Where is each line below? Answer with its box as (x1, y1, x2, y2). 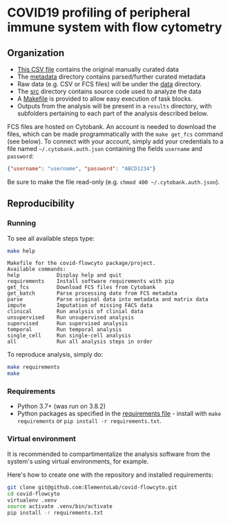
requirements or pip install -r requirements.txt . (17, 417, 162, 425)
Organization (7, 47, 64, 59)
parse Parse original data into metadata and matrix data (7, 296, 209, 303)
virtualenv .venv (7, 497, 57, 504)
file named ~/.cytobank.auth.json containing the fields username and (7, 145, 202, 152)
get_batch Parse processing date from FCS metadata (7, 290, 178, 297)
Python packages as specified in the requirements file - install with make (17, 409, 222, 418)
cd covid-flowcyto (7, 490, 60, 497)
